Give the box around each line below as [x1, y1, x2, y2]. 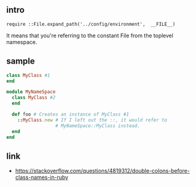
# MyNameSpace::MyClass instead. [55, 122, 140, 129]
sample [6, 56, 35, 67]
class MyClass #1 [6, 72, 51, 78]
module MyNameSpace [6, 89, 56, 95]
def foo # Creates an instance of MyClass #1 [12, 111, 130, 117]
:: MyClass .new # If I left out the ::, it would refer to [17, 117, 167, 123]
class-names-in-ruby [15, 174, 69, 181]
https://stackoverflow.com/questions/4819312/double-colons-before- [15, 167, 190, 175]
